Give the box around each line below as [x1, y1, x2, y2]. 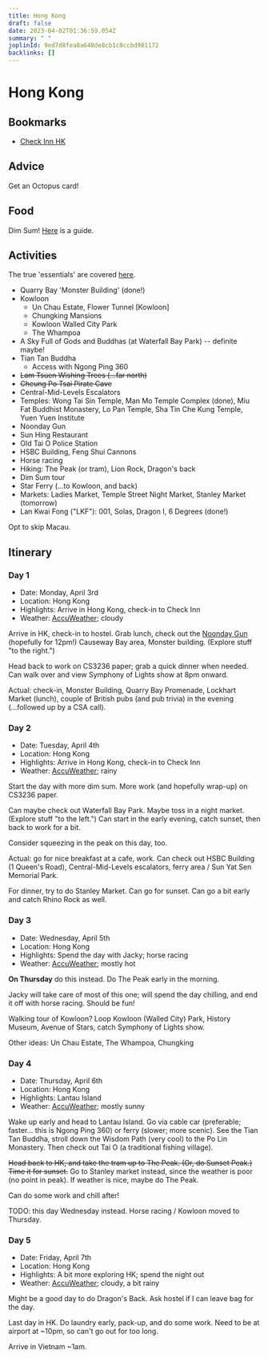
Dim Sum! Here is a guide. [8, 225, 94, 235]
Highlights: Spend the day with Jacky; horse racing [19, 950, 189, 960]
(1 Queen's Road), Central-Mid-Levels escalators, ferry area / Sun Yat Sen [8, 862, 252, 872]
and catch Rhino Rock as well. [8, 895, 107, 905]
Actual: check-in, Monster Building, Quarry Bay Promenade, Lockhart [8, 686, 236, 695]
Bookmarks [8, 115, 67, 129]
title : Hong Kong [8, 11, 66, 20]
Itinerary [8, 546, 53, 559]
